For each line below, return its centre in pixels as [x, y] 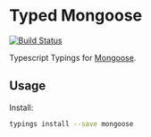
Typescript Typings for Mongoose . [73, 57]
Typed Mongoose [76, 16]
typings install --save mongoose [71, 124]
